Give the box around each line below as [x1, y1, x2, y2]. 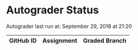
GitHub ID [9, 36, 37, 44]
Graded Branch [83, 36, 127, 44]
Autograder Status [6, 3, 99, 17]
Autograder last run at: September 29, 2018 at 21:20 [6, 23, 132, 30]
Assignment [42, 36, 78, 44]
